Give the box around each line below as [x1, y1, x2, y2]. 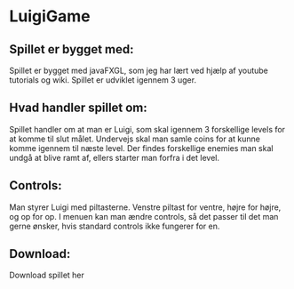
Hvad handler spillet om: [9, 100, 148, 116]
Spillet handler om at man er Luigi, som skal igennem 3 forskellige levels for [9, 124, 286, 134]
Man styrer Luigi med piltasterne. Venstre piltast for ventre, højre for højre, [9, 202, 282, 213]
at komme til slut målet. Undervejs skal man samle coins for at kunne [9, 133, 260, 144]
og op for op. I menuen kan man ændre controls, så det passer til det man [9, 211, 279, 221]
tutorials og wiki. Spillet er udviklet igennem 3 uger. [9, 75, 197, 85]
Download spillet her [9, 269, 84, 281]
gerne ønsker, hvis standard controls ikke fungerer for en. [9, 221, 220, 231]
